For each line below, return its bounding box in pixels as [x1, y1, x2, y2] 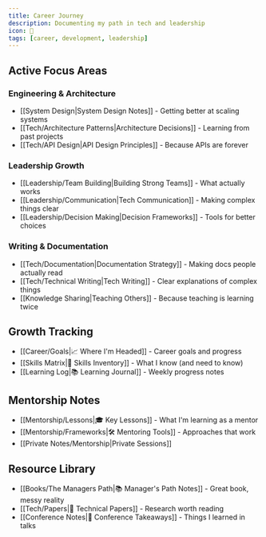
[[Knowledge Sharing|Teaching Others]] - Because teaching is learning [19, 293, 254, 303]
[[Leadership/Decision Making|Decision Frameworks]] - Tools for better [19, 212, 256, 222]
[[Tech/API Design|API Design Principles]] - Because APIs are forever [19, 139, 249, 149]
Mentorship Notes [8, 394, 101, 407]
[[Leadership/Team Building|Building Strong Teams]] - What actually [19, 178, 245, 188]
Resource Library [8, 462, 96, 475]
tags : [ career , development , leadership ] [8, 34, 149, 42]
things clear [19, 204, 60, 213]
